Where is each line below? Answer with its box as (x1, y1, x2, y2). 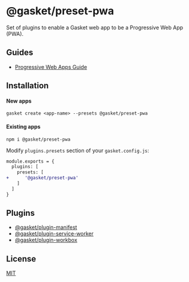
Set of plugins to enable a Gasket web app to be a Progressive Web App (6, 24, 184, 31)
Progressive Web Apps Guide (14, 63, 88, 70)
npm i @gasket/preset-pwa (6, 136, 70, 142)
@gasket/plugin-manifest (14, 224, 78, 231)
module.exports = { (6, 158, 55, 165)
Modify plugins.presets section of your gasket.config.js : (6, 147, 150, 154)
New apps (6, 97, 32, 104)
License (6, 253, 36, 264)
